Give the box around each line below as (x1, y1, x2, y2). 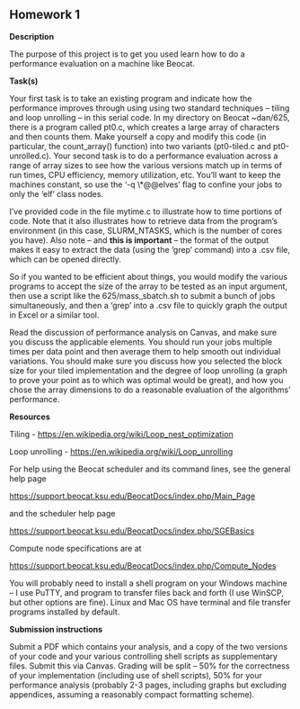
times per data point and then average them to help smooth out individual (9, 346, 281, 356)
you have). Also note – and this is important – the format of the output (9, 234, 269, 246)
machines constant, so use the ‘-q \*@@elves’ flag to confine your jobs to (9, 179, 283, 190)
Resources (9, 411, 51, 422)
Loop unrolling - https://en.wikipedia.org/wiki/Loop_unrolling (9, 445, 234, 457)
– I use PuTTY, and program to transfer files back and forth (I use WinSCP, (9, 587, 285, 597)
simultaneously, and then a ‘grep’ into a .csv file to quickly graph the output (9, 300, 287, 310)
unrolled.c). (9, 150, 52, 161)
